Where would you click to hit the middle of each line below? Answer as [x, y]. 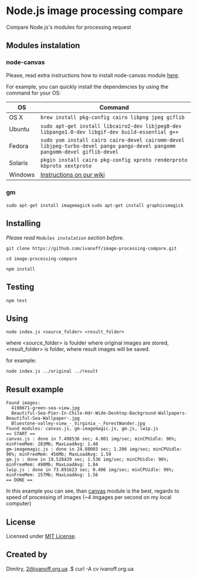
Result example [35, 389]
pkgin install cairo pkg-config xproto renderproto [114, 160]
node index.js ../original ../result [52, 372]
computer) [19, 503]
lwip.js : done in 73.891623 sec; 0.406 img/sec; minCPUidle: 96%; [90, 470]
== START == [21, 434]
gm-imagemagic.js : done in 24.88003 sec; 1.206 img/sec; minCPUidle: [94, 449]
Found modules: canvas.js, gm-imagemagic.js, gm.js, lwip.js [82, 429]
